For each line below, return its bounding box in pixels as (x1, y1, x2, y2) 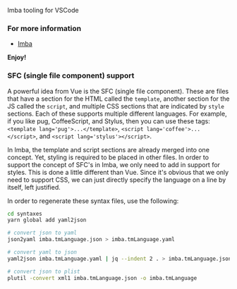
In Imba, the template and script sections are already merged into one (7, 145, 210, 154)
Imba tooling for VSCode (7, 6, 79, 14)
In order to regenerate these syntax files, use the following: (7, 197, 179, 205)
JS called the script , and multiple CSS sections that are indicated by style (7, 102, 224, 110)
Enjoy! (7, 53, 27, 62)
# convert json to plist (7, 268, 80, 275)
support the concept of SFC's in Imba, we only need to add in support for (7, 160, 221, 168)
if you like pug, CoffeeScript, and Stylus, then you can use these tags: (7, 116, 210, 125)
